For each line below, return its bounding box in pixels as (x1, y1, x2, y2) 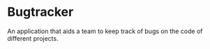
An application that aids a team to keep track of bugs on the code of (7, 27, 204, 35)
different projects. (7, 34, 59, 42)
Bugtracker (7, 4, 74, 20)
